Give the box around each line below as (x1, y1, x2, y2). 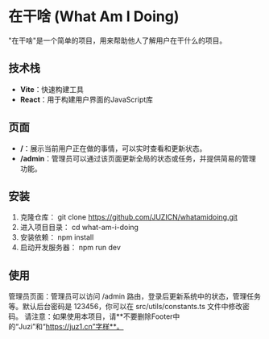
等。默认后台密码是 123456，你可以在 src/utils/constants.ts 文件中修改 (8, 302, 243, 312)
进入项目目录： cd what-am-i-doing (19, 223, 139, 232)
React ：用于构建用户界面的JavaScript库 (19, 94, 154, 104)
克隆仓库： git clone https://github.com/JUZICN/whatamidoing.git (19, 212, 238, 222)
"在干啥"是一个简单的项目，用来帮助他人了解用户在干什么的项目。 (8, 36, 227, 45)
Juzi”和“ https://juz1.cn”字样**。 (19, 322, 124, 332)
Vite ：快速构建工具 (19, 84, 85, 94)
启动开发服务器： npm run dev (19, 243, 121, 253)
